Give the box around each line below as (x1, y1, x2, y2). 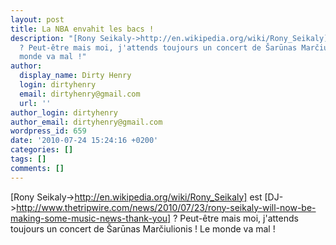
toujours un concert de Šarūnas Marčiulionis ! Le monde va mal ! (10, 222, 276, 235)
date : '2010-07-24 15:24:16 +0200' (10, 136, 159, 146)
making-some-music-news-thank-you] (10, 212, 172, 224)
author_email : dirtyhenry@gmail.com (10, 117, 163, 127)
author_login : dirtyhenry (10, 107, 118, 118)
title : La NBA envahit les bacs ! (10, 24, 155, 34)
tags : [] (10, 154, 47, 164)
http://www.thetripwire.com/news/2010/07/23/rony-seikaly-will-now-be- (16, 201, 317, 213)
